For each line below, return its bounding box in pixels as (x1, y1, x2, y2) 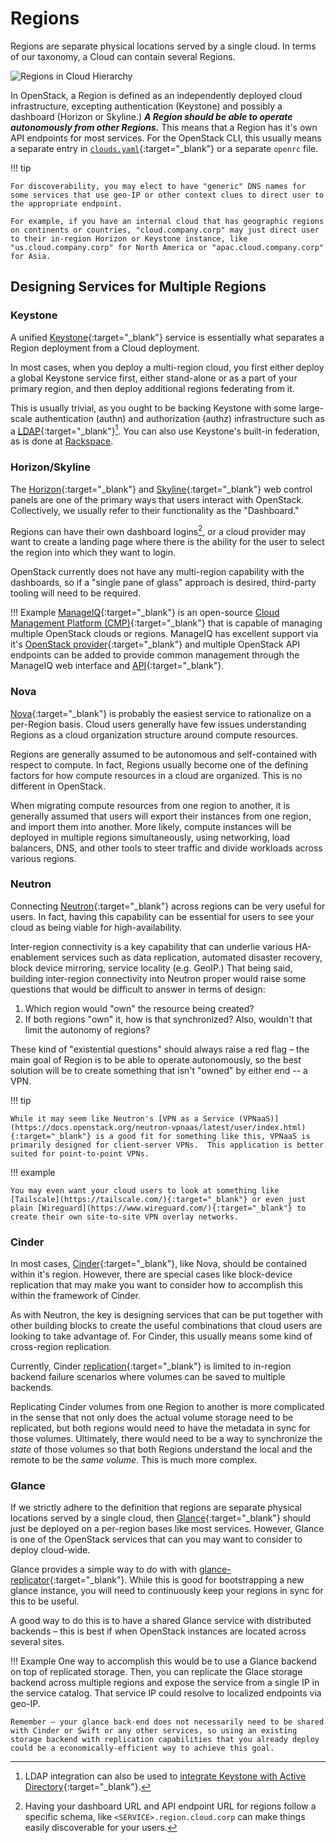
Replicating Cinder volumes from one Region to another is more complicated (10, 1401, 325, 1413)
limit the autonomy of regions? (24, 1023, 151, 1036)
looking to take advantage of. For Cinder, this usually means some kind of (10, 1330, 313, 1342)
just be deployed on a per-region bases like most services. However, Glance (10, 1523, 325, 1535)
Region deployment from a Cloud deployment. (10, 342, 200, 354)
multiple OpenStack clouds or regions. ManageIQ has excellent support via (10, 628, 319, 640)
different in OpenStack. (10, 780, 107, 792)
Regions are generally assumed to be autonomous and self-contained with (10, 748, 318, 760)
